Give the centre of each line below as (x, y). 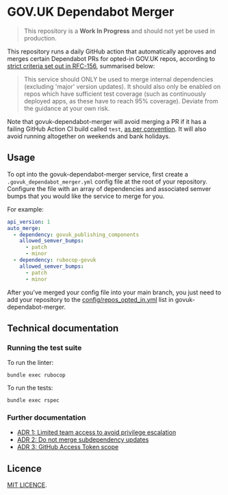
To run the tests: (30, 388)
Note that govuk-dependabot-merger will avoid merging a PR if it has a (107, 121)
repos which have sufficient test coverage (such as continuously (115, 94)
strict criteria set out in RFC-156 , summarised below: (81, 66)
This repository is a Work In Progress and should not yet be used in (119, 31)
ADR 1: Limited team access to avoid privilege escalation (97, 433)
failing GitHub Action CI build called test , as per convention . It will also (107, 129)
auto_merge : (24, 228)
